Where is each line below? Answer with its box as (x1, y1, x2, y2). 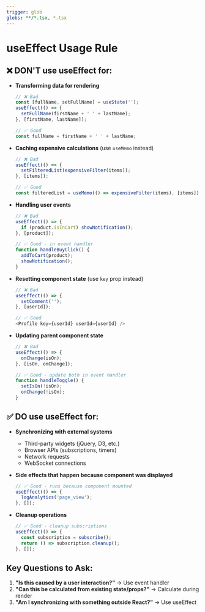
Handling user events (15, 201, 72, 208)
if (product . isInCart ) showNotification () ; (21, 224, 133, 231)
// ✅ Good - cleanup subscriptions (15, 523, 107, 529)
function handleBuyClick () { (15, 247, 90, 253)
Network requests (24, 453, 70, 460)
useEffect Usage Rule (6, 41, 118, 55)
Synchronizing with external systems (15, 427, 113, 435)
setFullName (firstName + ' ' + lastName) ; (21, 111, 131, 117)
